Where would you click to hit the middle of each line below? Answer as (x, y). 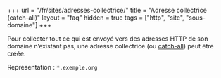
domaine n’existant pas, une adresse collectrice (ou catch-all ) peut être (111, 46)
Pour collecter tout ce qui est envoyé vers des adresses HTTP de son (108, 39)
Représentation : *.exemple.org (52, 67)
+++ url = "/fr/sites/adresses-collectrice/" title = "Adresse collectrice (107, 10)
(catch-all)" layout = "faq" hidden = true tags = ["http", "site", (96, 18)
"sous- (196, 18)
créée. (17, 53)
